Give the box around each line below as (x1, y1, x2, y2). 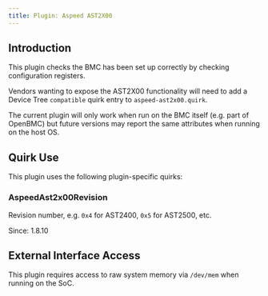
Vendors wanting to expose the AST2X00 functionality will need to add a (8, 86, 248, 96)
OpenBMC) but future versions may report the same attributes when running (8, 119, 260, 129)
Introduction (8, 42, 72, 55)
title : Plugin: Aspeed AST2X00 (8, 11, 113, 20)
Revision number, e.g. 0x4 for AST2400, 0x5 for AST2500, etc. (8, 210, 212, 220)
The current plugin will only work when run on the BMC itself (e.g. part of (8, 110, 250, 120)
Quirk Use (8, 150, 59, 164)
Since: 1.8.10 (8, 226, 49, 235)
